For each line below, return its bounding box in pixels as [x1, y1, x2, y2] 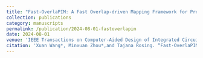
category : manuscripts [6, 20, 63, 26]
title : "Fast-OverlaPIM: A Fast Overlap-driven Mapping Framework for [6, 8, 188, 15]
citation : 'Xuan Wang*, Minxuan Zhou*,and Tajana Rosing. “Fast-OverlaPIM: [6, 43, 201, 49]
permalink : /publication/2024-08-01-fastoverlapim [6, 25, 137, 32]
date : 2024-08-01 [6, 31, 50, 37]
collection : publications [6, 14, 71, 21]
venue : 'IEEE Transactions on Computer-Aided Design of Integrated [6, 37, 180, 43]
